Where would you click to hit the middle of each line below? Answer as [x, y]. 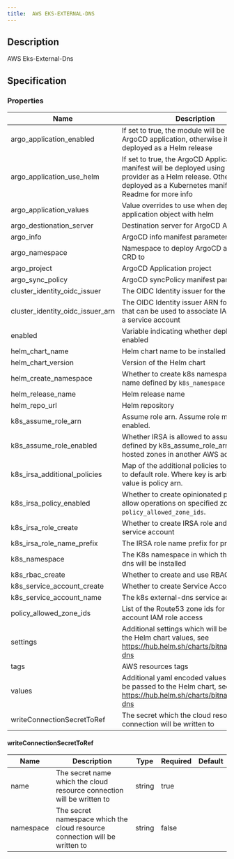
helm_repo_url [34, 406]
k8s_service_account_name [56, 598]
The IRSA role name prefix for [170, 543]
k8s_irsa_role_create [45, 528]
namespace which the [92, 819]
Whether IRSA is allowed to [166, 437]
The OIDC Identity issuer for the [173, 291]
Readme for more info [157, 194]
